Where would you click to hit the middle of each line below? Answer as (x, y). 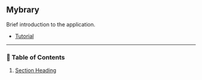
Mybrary (23, 10)
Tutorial (24, 36)
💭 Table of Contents (35, 57)
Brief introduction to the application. (51, 24)
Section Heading (35, 70)
